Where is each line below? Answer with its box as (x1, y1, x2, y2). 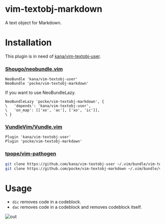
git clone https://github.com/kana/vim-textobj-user (5, 161, 115, 166)
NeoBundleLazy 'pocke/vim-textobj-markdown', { (5, 99, 105, 104)
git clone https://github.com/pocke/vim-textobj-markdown (5, 166, 126, 171)
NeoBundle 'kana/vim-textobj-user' (5, 77, 78, 82)
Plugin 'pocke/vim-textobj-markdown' (5, 139, 82, 144)
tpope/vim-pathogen (5, 150, 56, 157)
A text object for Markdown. (5, 20, 62, 26)
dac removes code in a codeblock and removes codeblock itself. (12, 204, 142, 210)
